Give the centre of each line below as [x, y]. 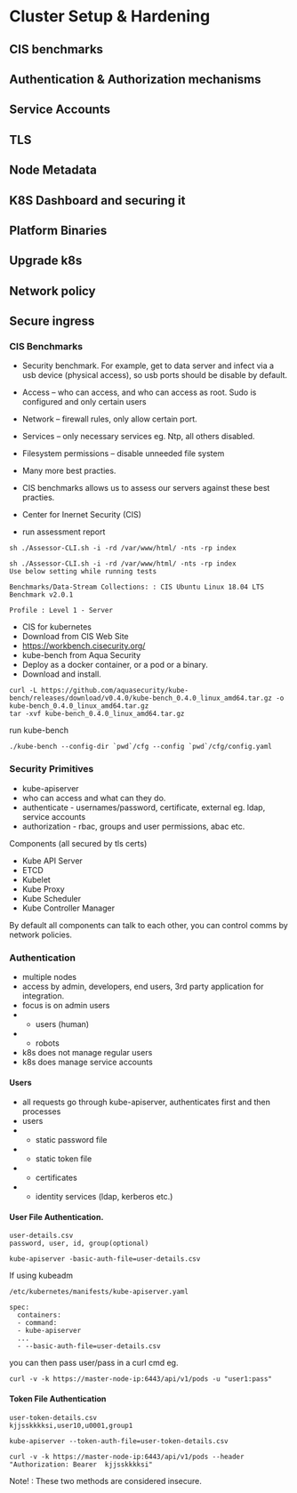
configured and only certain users [84, 402]
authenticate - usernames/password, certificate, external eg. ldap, [144, 807]
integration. [43, 995]
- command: [37, 1323]
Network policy [52, 291]
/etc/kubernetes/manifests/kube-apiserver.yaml [99, 1292]
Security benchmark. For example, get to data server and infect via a [148, 365]
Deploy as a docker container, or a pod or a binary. [115, 665]
